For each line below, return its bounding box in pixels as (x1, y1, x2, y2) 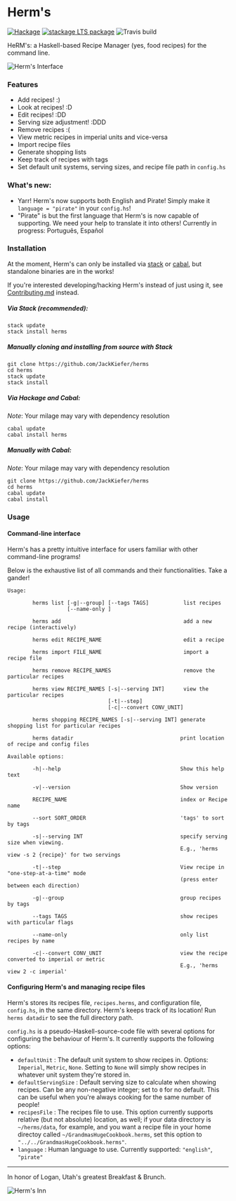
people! (17, 1101, 40, 1109)
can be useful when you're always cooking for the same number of (17, 1093, 212, 1101)
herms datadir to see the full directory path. (7, 1013, 134, 1022)
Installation (7, 244, 47, 254)
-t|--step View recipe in (32, 863, 225, 871)
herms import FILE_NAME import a (32, 648, 209, 655)
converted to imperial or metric (7, 956, 105, 963)
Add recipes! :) (17, 96, 61, 104)
